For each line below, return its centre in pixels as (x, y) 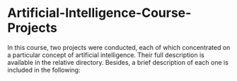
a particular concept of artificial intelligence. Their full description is (106, 55)
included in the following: (44, 70)
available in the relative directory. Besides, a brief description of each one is (118, 62)
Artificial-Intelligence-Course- (99, 13)
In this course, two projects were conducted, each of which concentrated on (119, 47)
